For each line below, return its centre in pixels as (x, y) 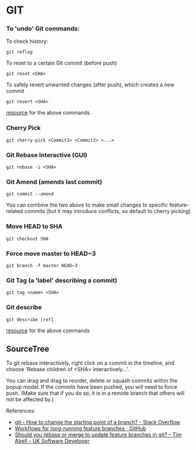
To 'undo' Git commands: (43, 29)
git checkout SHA (27, 239)
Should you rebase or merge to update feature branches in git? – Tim (98, 435)
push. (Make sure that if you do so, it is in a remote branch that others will (95, 393)
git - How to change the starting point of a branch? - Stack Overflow (97, 422)
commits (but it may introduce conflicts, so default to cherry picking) (108, 211)
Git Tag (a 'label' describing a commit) (62, 280)
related (15, 211)
